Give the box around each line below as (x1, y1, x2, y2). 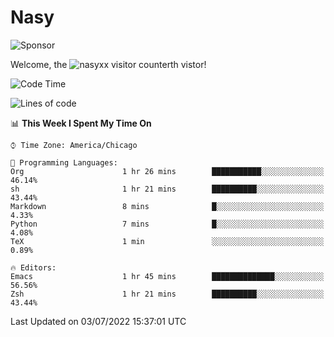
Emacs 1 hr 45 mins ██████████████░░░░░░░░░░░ (10, 271, 325, 281)
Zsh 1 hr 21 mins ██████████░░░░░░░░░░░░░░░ (10, 289, 325, 299)
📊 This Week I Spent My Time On (10, 117, 152, 129)
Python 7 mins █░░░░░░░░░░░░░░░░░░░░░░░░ (10, 219, 325, 229)
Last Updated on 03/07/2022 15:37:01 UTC (10, 315, 187, 327)
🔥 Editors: (10, 262, 57, 273)
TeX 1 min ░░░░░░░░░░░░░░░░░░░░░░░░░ (10, 236, 325, 246)
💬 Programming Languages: (10, 157, 118, 168)
